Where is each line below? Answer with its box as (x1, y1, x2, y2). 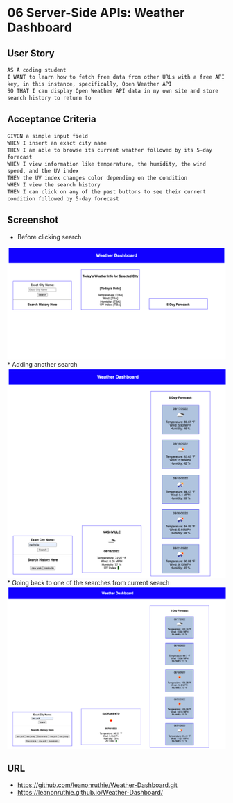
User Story (7, 47, 55, 59)
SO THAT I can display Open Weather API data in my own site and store (7, 88, 218, 95)
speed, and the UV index (7, 167, 79, 175)
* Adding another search (7, 360, 78, 368)
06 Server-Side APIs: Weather (7, 5, 185, 21)
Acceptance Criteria (7, 113, 96, 125)
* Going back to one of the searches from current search (7, 579, 170, 587)
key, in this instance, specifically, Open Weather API (7, 81, 172, 88)
